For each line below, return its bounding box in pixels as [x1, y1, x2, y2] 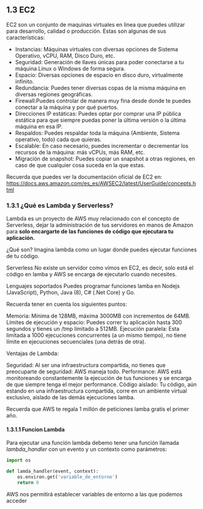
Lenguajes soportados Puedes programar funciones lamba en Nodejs [6, 282, 180, 290]
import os [6, 457, 32, 464]
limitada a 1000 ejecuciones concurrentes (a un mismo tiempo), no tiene [6, 331, 187, 339]
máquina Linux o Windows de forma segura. [15, 65, 125, 72]
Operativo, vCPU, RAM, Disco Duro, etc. [15, 52, 115, 59]
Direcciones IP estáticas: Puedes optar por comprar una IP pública [15, 110, 182, 117]
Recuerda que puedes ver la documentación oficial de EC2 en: [6, 173, 162, 181]
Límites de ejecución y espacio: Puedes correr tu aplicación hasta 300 [6, 319, 182, 326]
